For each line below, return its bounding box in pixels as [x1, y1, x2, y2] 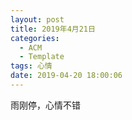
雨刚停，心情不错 [10, 99, 81, 111]
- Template [19, 52, 65, 62]
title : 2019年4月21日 [10, 24, 96, 34]
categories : [10, 33, 60, 43]
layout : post [10, 14, 65, 25]
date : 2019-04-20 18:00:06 [10, 71, 123, 81]
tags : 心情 [10, 61, 53, 71]
